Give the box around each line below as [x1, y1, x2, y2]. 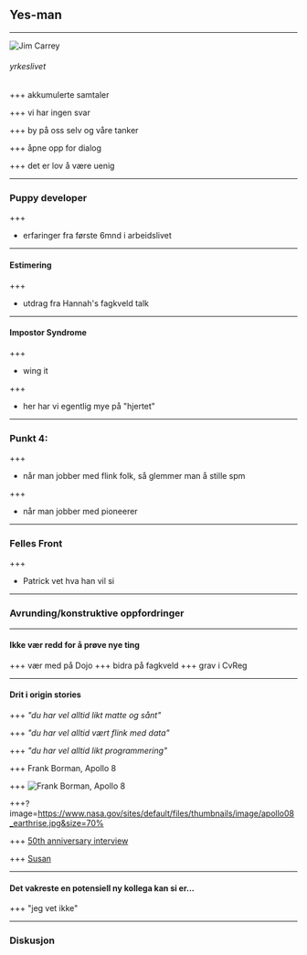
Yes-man [9, 7, 62, 23]
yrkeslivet [9, 61, 47, 72]
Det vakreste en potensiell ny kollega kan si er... [9, 882, 195, 894]
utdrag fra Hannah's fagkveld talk [22, 297, 149, 309]
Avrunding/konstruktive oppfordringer [9, 607, 185, 620]
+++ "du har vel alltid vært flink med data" [9, 727, 171, 738]
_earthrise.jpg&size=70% [9, 818, 104, 829]
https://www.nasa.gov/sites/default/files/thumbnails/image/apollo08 [37, 808, 295, 819]
